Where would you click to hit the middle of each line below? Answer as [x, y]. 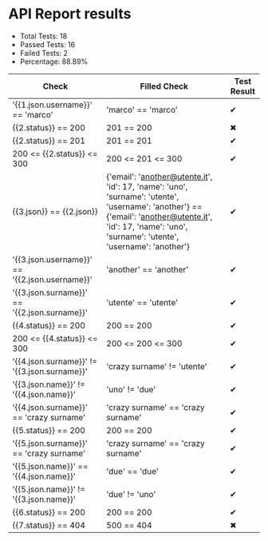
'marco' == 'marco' [142, 109]
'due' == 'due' [133, 471]
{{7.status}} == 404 [49, 525]
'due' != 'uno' [131, 494]
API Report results [70, 14]
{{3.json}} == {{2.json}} [55, 211]
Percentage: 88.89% [54, 62]
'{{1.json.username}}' [53, 105]
